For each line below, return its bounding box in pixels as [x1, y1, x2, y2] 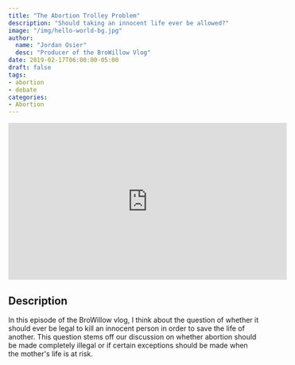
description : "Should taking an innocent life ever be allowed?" [8, 19, 229, 27]
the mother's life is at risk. [8, 348, 94, 359]
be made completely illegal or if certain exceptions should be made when [8, 340, 248, 350]
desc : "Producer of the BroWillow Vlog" [15, 49, 151, 57]
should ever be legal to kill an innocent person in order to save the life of [8, 324, 245, 333]
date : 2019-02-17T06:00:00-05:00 [8, 57, 119, 65]
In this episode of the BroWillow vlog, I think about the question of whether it [8, 315, 259, 324]
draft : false [8, 64, 52, 72]
